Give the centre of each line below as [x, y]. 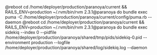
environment [18, 42]
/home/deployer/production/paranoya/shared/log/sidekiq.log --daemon [76, 48]
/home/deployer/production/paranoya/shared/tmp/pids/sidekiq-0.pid [74, 37]
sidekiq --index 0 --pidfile [31, 32]
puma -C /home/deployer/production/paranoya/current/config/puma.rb [76, 17]
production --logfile [51, 42]
